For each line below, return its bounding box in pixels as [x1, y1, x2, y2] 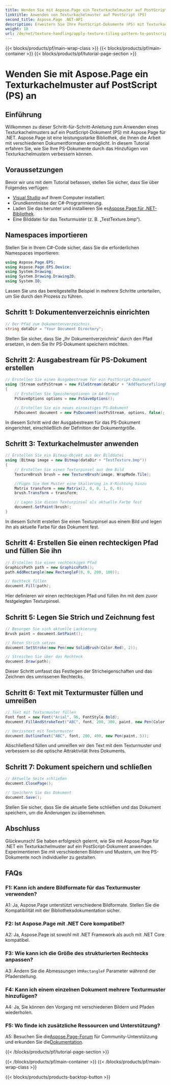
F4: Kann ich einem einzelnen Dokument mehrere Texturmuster [5, 986, 166, 993]
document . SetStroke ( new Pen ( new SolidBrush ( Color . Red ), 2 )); [5, 645, 138, 650]
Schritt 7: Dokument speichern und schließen [5, 762, 152, 771]
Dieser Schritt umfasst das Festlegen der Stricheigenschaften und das [5, 668, 153, 674]
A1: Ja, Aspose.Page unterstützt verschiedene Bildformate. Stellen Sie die [5, 902, 159, 908]
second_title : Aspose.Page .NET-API [5, 17, 83, 22]
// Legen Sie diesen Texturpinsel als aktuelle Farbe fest [14, 500, 142, 505]
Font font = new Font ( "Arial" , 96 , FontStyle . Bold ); [5, 714, 120, 720]
